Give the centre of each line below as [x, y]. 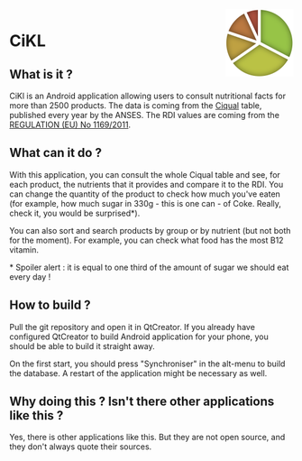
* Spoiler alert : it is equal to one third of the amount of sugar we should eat [149, 267]
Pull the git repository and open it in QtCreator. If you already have [132, 327]
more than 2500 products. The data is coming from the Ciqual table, [136, 106]
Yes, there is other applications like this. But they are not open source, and [147, 438]
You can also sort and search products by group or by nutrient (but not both [150, 230]
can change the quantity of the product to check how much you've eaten [145, 194]
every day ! [30, 277]
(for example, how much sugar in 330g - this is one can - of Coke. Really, [146, 203]
